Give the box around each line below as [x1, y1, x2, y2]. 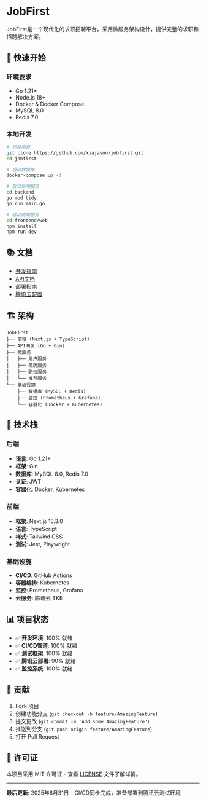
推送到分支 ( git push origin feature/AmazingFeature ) [15, 725, 152, 733]
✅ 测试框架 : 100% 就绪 [15, 650, 73, 657]
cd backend [6, 189, 34, 195]
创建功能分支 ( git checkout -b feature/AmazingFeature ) [15, 710, 158, 717]
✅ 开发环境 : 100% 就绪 [15, 634, 73, 642]
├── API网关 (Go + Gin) [6, 342, 66, 348]
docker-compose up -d [6, 172, 62, 179]
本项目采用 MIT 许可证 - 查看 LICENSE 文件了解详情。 [6, 770, 142, 777]
